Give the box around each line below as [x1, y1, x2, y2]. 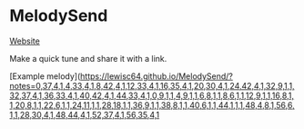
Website [9, 35, 41, 46]
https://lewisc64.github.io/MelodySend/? [80, 70, 234, 82]
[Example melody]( [9, 70, 81, 82]
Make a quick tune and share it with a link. [9, 53, 167, 64]
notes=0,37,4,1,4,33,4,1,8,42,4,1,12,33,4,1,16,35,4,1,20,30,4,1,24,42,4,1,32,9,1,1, [9, 80, 295, 91]
